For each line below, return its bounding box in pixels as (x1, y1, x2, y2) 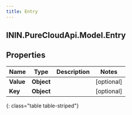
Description (56, 67, 90, 76)
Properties (6, 50, 46, 60)
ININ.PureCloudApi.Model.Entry (6, 31, 126, 40)
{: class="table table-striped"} (6, 102, 79, 109)
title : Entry (6, 8, 38, 15)
